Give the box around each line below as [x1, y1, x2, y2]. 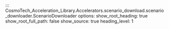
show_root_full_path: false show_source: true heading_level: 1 [5, 18, 134, 24]
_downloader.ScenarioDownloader [5, 13, 77, 18]
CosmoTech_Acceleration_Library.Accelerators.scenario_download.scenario [5, 7, 164, 13]
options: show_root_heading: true [77, 13, 148, 18]
